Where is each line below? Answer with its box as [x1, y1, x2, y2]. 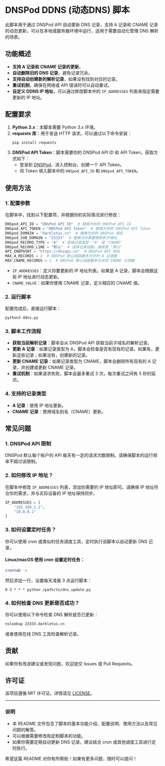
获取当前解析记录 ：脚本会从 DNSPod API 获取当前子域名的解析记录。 [12, 340, 152, 346]
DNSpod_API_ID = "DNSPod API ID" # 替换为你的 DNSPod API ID [5, 222, 132, 227]
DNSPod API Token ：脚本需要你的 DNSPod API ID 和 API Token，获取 [12, 149, 154, 155]
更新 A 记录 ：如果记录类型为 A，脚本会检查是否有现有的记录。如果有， [12, 346, 156, 352]
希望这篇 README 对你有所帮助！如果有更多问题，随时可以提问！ [5, 755, 137, 762]
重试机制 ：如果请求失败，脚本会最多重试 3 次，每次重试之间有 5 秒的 [12, 370, 152, 376]
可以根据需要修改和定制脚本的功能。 [12, 733, 86, 738]
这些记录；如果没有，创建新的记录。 [16, 352, 90, 358]
